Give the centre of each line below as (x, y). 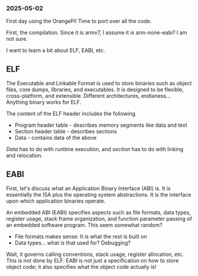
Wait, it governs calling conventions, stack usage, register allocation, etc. (95, 254)
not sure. (17, 39)
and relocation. (25, 156)
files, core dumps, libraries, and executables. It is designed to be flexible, (95, 89)
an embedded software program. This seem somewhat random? (84, 225)
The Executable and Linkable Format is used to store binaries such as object (99, 84)
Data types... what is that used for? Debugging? (73, 243)
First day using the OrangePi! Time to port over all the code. (79, 21)
